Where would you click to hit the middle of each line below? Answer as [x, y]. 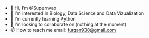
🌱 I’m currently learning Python [43, 19]
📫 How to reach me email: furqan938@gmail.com [63, 30]
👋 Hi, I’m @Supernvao [33, 8]
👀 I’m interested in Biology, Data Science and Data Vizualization [77, 13]
